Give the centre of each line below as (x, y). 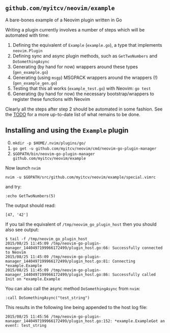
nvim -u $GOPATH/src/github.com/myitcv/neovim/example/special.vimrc (81, 177)
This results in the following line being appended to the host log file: (76, 307)
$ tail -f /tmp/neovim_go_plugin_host (46, 239)
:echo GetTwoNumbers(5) (31, 196)
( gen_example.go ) (30, 72)
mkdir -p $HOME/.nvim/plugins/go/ (49, 143)
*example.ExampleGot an (140, 321)
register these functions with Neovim (51, 99)
